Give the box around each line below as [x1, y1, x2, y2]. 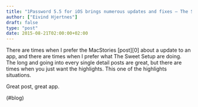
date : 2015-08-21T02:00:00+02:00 [6, 31, 88, 36]
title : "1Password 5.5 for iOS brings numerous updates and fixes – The [6, 8, 189, 15]
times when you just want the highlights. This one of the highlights [6, 65, 167, 72]
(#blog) [6, 95, 25, 102]
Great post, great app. [6, 83, 60, 90]
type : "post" [6, 25, 38, 31]
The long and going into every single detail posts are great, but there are [6, 59, 182, 66]
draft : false [6, 19, 38, 25]
